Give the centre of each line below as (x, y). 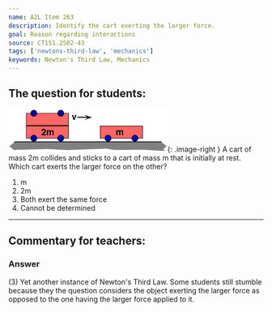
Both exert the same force (64, 199)
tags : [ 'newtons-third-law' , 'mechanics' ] (81, 51)
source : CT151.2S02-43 (47, 43)
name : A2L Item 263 (41, 17)
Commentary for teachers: (77, 241)
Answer (24, 264)
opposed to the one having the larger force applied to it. (102, 299)
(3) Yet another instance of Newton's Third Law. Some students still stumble (135, 282)
